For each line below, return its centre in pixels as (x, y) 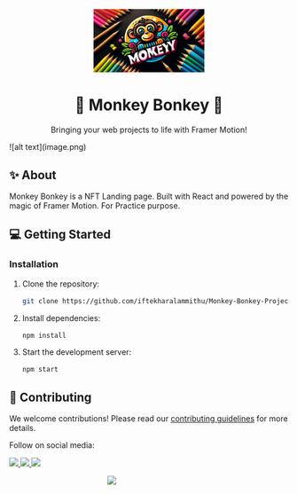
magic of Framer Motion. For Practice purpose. (95, 206)
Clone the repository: (61, 284)
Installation (34, 264)
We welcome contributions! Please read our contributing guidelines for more (148, 419)
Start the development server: (77, 352)
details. (23, 428)
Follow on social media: (52, 445)
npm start (40, 370)
